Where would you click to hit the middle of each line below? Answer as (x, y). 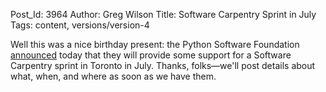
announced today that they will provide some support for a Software (151, 55)
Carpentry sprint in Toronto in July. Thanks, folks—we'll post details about (163, 65)
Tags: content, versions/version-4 (80, 25)
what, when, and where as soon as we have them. (113, 76)
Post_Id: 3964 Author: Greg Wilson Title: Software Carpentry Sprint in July (163, 14)
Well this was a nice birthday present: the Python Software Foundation (155, 44)
